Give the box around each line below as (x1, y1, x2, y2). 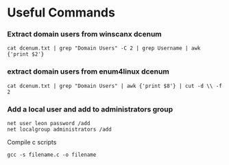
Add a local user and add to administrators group (7, 104, 173, 114)
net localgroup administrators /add (7, 126, 112, 133)
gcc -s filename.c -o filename (7, 151, 97, 159)
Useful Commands (7, 5, 115, 21)
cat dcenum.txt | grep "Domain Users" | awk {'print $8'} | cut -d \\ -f (7, 82, 223, 89)
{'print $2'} (7, 51, 45, 58)
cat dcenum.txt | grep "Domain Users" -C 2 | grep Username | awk (7, 45, 201, 52)
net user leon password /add (7, 120, 91, 127)
